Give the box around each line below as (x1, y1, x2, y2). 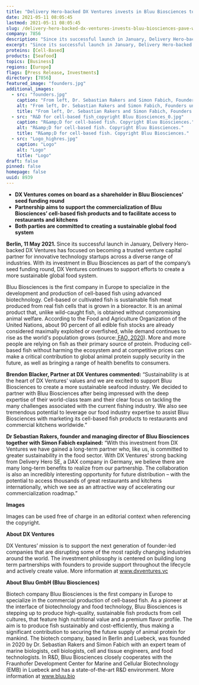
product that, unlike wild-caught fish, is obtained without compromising (6, 309, 181, 316)
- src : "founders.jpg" (11, 92, 68, 98)
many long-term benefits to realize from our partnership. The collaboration (6, 464, 188, 472)
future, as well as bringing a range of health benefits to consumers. (6, 359, 171, 366)
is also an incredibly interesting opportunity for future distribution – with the (6, 470, 191, 477)
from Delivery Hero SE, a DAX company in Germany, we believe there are (6, 458, 185, 465)
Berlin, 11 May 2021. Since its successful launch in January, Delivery (6, 240, 174, 247)
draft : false (6, 158, 38, 164)
